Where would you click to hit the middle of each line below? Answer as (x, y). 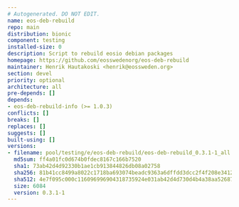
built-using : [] (31, 139)
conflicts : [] (28, 113)
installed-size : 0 (34, 47)
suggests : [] (27, 133)
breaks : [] (23, 120)
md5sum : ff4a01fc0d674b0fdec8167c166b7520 (78, 160)
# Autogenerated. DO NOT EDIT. (54, 14)
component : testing (36, 41)
